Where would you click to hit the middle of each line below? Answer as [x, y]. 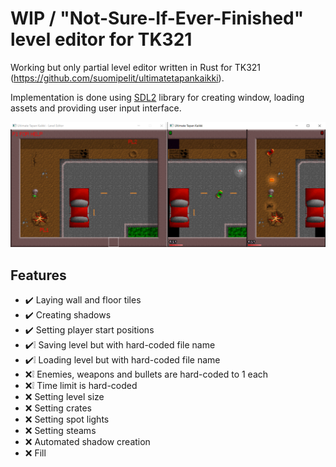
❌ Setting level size [64, 397]
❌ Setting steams [60, 431]
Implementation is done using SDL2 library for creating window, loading [157, 97]
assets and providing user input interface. [96, 108]
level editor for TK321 [101, 39]
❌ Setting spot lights [67, 419]
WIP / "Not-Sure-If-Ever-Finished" [157, 18]
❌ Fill [35, 453]
